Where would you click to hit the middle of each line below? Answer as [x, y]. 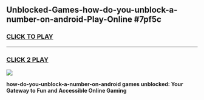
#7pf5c [148, 20]
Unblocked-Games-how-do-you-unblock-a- [92, 10]
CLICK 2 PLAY [27, 59]
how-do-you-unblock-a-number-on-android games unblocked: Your [95, 84]
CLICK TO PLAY [30, 37]
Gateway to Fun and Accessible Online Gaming [66, 90]
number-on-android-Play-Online [69, 20]
